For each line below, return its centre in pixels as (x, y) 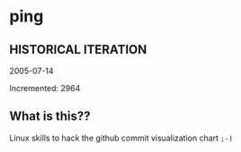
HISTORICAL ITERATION (78, 50)
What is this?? (50, 117)
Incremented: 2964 (45, 88)
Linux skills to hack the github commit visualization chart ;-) (121, 138)
